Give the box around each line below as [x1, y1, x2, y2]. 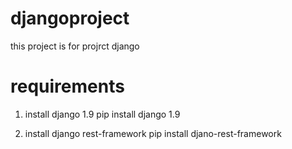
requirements [10, 75, 125, 98]
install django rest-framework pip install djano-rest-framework [24, 127, 282, 139]
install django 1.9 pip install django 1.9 [24, 108, 181, 120]
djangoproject [10, 7, 130, 30]
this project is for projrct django [10, 40, 140, 52]
